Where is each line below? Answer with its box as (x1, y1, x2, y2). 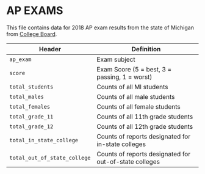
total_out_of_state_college (9, 154, 91, 161)
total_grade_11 (9, 113, 54, 120)
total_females (9, 103, 51, 110)
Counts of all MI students (96, 82, 168, 91)
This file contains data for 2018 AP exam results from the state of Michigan (6, 24, 194, 31)
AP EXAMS (6, 4, 63, 18)
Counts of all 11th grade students (96, 112, 193, 121)
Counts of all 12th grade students (96, 122, 193, 131)
